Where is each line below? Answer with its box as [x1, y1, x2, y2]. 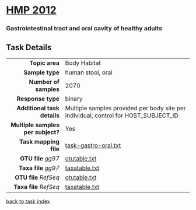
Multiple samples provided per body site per [65, 104, 186, 112]
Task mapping [19, 138, 60, 146]
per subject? [23, 128, 60, 136]
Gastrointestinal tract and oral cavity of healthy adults [6, 24, 162, 33]
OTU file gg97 [20, 154, 60, 162]
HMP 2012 [6, 3, 57, 17]
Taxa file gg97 [19, 164, 60, 172]
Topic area [29, 59, 60, 67]
